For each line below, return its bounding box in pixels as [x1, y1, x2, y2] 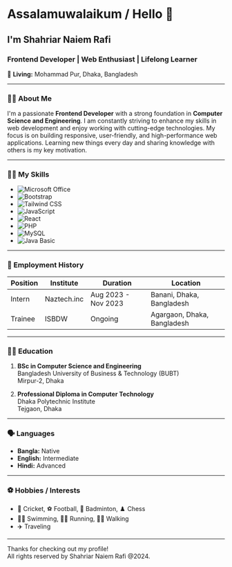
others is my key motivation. [7, 146, 88, 155]
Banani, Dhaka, [151, 290, 200, 299]
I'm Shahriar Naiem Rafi [7, 34, 111, 46]
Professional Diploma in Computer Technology [17, 390, 154, 399]
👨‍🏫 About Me [7, 93, 52, 103]
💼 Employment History [7, 260, 84, 270]
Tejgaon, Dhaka [17, 405, 62, 413]
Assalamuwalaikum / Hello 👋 [7, 6, 174, 22]
